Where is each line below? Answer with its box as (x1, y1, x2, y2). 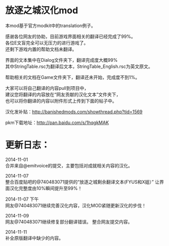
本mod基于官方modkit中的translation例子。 (5, 22, 96, 29)
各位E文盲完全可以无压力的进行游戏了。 (5, 39, 89, 46)
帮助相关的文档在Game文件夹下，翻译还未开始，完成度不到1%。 (5, 74, 140, 80)
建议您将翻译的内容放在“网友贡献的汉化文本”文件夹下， (5, 91, 121, 97)
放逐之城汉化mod (5, 5, 78, 16)
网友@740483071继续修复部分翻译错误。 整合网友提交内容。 (5, 218, 132, 225)
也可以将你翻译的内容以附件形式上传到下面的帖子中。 (5, 97, 117, 104)
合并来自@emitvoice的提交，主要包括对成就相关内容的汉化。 (5, 162, 133, 168)
